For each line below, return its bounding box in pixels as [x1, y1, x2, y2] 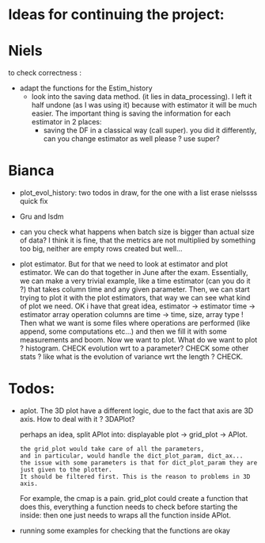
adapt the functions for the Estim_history [19, 83, 153, 93]
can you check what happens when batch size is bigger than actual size [19, 228, 255, 237]
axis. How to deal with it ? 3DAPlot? [19, 415, 135, 423]
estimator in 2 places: [31, 117, 102, 127]
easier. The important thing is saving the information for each [31, 109, 231, 118]
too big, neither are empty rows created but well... [19, 244, 184, 254]
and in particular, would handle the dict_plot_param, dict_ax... [19, 452, 244, 460]
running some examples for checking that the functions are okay [19, 526, 231, 535]
